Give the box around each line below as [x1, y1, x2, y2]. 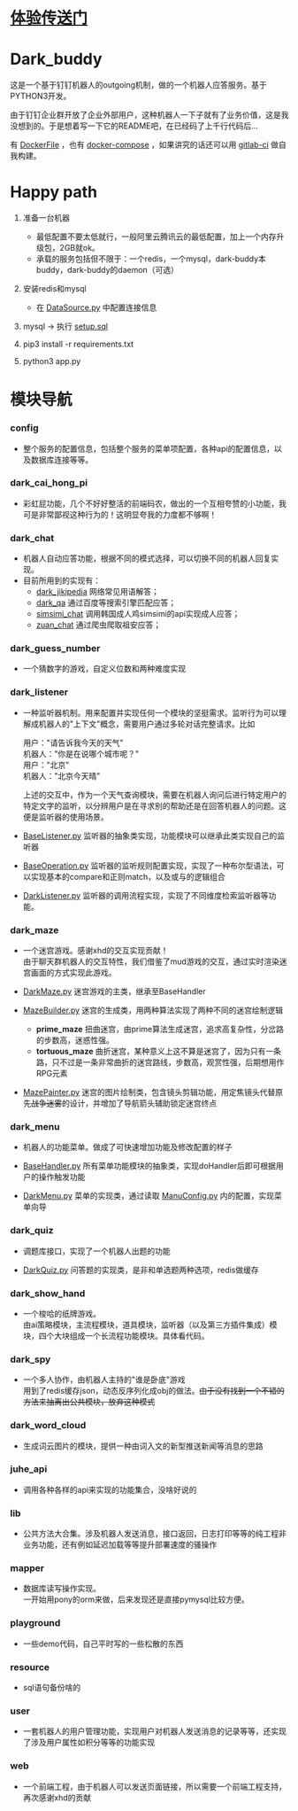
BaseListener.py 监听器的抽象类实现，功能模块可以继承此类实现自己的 [22, 830, 278, 841]
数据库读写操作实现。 [22, 1583, 101, 1594]
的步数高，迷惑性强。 [35, 1035, 114, 1045]
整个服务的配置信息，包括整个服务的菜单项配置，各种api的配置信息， [22, 443, 275, 454]
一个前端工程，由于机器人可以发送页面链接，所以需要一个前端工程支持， [22, 1781, 287, 1792]
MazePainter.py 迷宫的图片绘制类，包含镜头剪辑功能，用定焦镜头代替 [22, 1087, 276, 1098]
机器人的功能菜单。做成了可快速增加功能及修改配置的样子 [22, 1142, 233, 1153]
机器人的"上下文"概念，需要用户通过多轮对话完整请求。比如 [38, 719, 256, 729]
